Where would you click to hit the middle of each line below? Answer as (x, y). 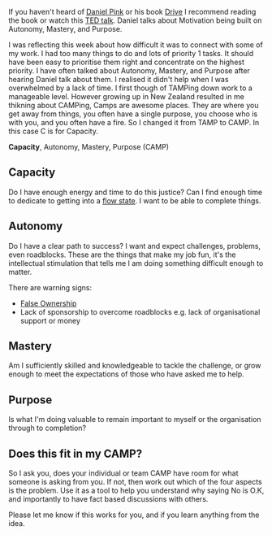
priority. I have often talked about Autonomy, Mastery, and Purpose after (129, 71)
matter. (20, 272)
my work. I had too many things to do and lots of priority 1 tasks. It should (131, 53)
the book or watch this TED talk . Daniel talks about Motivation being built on (135, 20)
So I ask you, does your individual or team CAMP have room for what (123, 473)
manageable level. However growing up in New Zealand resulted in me (127, 96)
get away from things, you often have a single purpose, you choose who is (133, 114)
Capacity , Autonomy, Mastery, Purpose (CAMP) (89, 147)
